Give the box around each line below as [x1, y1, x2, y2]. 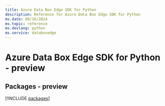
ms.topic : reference [5, 21, 48, 26]
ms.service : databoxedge [5, 30, 56, 35]
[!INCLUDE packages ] [5, 96, 50, 101]
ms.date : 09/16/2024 [5, 16, 48, 21]
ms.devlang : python [5, 26, 46, 31]
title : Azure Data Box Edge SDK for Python [5, 7, 97, 12]
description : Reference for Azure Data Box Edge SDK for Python [5, 12, 141, 17]
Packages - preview [5, 82, 68, 91]
